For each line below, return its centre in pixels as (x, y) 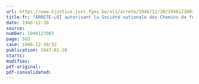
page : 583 (18, 39)
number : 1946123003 (30, 34)
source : (16, 28)
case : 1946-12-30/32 (32, 45)
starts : (16, 56)
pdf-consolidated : (29, 72)
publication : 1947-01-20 (37, 50)
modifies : (18, 61)
